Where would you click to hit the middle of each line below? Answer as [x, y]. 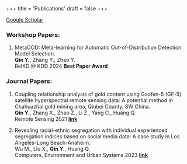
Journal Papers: [29, 81]
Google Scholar [25, 20]
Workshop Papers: [33, 34]
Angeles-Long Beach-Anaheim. [52, 142]
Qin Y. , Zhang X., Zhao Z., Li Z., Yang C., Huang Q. [75, 113]
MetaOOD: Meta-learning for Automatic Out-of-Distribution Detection [98, 48]
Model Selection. [35, 54]
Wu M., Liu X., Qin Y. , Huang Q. [52, 149]
